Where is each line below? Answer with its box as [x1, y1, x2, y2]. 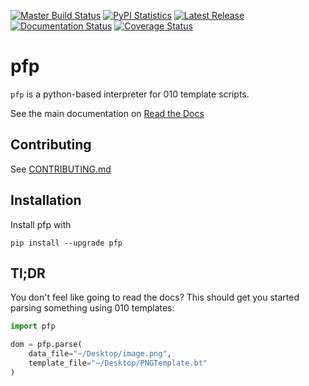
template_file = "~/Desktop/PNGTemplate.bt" [28, 358, 208, 368]
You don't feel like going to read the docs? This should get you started [10, 291, 300, 304]
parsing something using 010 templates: [10, 302, 175, 314]
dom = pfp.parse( [10, 340, 83, 350]
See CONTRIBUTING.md [10, 163, 112, 175]
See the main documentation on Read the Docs [10, 107, 205, 119]
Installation [10, 192, 82, 209]
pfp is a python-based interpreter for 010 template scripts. [10, 88, 250, 100]
